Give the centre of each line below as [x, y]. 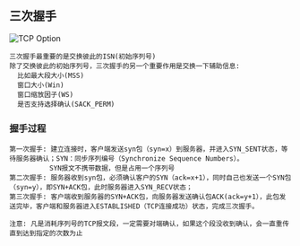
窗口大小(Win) [41, 85]
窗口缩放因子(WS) [46, 94]
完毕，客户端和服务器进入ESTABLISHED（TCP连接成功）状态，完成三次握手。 [137, 206]
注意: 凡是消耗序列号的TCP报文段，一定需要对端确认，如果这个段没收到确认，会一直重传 [149, 224]
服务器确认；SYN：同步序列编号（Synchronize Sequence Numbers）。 [130, 159]
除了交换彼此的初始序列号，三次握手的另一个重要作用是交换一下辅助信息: [124, 66]
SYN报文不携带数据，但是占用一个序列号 [112, 169]
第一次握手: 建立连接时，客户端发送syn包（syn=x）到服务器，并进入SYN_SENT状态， [146, 149]
